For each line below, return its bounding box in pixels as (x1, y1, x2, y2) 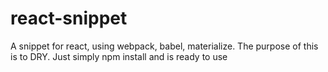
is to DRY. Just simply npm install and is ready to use (10, 50, 228, 62)
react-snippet (10, 7, 128, 30)
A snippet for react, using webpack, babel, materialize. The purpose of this (10, 40, 319, 52)
